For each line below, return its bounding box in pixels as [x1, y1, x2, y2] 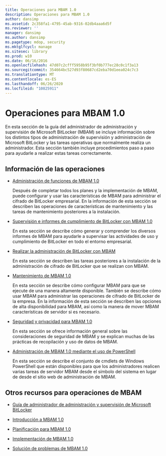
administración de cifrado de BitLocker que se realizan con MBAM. [12, 263, 149, 269]
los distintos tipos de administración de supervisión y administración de [5, 134, 152, 140]
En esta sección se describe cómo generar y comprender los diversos [12, 228, 156, 234]
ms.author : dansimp [5, 35, 46, 40]
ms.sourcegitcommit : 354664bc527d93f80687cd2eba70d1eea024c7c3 [5, 68, 139, 73]
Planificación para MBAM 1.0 [12, 426, 71, 432]
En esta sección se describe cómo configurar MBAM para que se [12, 282, 146, 289]
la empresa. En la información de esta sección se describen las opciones [12, 298, 162, 304]
